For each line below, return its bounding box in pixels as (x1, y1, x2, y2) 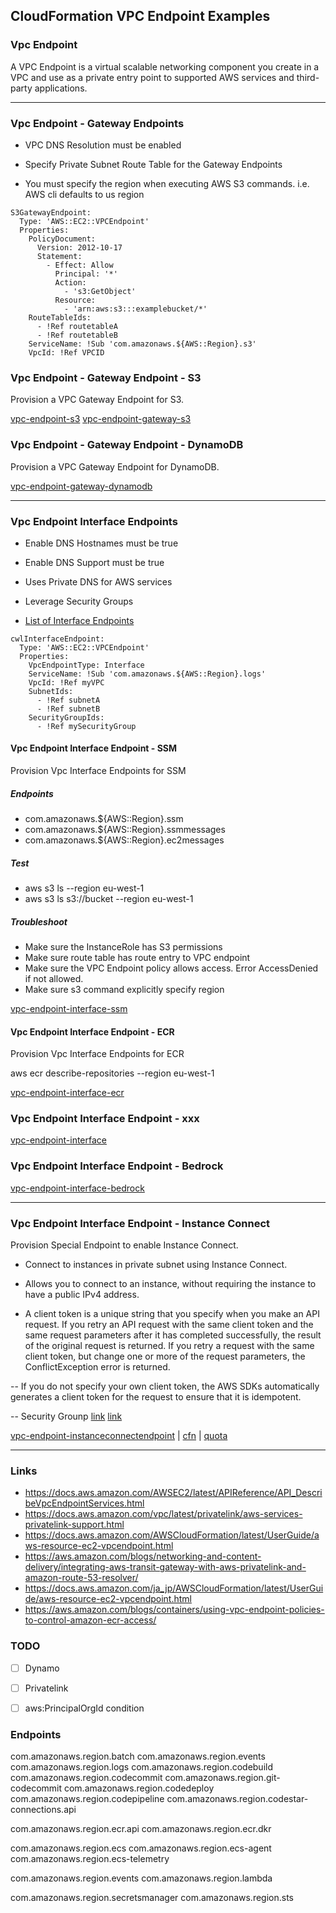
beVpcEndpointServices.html (24, 1497, 145, 1509)
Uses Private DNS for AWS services (24, 575, 173, 588)
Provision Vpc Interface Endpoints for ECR (10, 1048, 185, 1060)
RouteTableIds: (28, 312, 92, 323)
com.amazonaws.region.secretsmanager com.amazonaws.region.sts (10, 1892, 294, 1904)
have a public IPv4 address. (24, 1289, 140, 1301)
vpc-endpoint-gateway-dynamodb (10, 480, 153, 492)
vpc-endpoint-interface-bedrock (10, 1182, 145, 1194)
